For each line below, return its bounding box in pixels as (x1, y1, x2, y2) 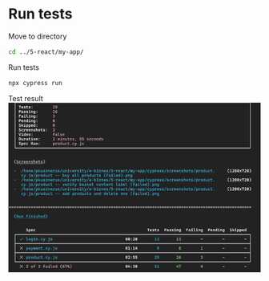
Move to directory (8, 31, 67, 41)
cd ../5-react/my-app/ (8, 47, 84, 56)
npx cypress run (8, 79, 62, 87)
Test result (8, 93, 44, 103)
